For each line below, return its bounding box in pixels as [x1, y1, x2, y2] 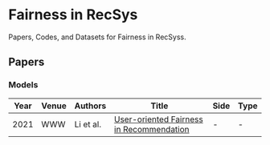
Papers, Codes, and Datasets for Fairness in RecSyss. [8, 32, 186, 42]
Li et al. [74, 119, 102, 130]
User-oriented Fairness [113, 114, 203, 125]
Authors [74, 100, 107, 111]
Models [8, 79, 39, 91]
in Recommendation [113, 123, 190, 135]
